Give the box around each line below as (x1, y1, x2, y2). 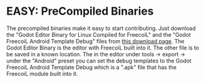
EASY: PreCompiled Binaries (6, 4, 154, 18)
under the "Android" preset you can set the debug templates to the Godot (6, 57, 192, 64)
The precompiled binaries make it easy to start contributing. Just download (6, 24, 196, 32)
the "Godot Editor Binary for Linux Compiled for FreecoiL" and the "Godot (6, 31, 191, 38)
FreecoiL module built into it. (6, 70, 78, 77)
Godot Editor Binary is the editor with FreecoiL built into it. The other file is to (6, 44, 199, 51)
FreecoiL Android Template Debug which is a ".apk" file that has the (6, 63, 177, 71)
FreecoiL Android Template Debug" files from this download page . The (6, 37, 185, 45)
